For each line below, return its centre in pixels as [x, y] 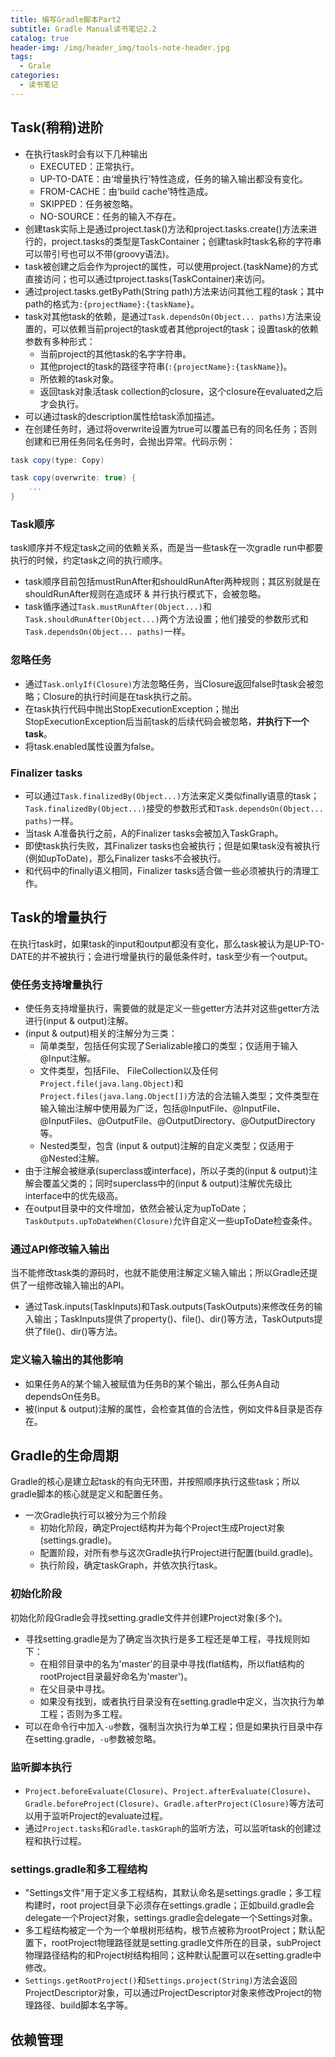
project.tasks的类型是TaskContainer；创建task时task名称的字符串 [186, 241]
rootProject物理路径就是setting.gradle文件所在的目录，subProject [186, 1943]
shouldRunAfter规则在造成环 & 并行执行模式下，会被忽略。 [145, 594]
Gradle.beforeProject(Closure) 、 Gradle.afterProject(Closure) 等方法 [170, 1803]
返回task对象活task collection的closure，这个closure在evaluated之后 [181, 391]
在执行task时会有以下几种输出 [86, 153]
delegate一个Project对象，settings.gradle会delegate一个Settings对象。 [171, 1918]
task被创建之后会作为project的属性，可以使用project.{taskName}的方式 [171, 266]
